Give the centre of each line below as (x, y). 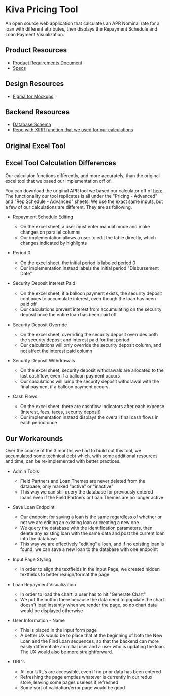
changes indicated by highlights (54, 243)
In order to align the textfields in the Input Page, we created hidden (90, 569)
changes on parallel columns (50, 232)
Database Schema (32, 124)
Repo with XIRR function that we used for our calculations (73, 130)
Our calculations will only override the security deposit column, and (91, 345)
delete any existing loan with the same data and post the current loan (92, 533)
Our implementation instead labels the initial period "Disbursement (90, 268)
